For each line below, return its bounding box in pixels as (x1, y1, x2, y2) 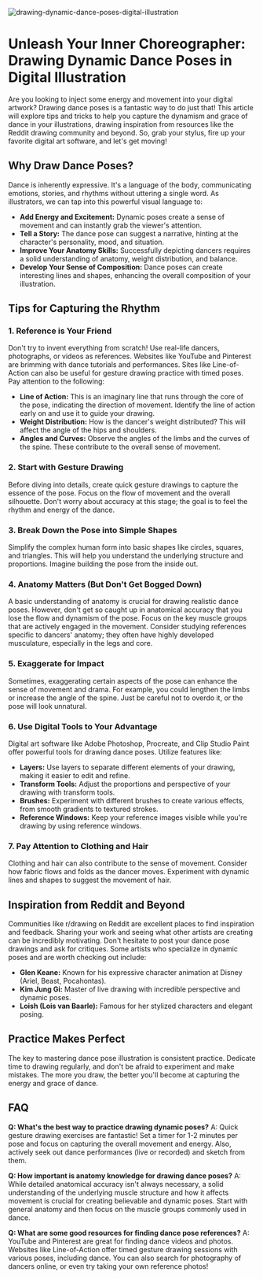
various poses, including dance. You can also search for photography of (8, 1253, 242, 1262)
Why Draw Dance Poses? (8, 159, 133, 172)
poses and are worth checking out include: (8, 953, 147, 962)
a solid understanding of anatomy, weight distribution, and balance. (19, 254, 238, 263)
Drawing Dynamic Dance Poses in (8, 52, 233, 70)
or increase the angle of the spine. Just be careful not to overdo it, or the (8, 693, 243, 703)
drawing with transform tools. (19, 788, 115, 797)
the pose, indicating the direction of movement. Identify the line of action (19, 400, 256, 410)
